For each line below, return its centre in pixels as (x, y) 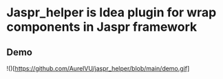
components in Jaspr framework (102, 27)
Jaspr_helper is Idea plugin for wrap (111, 13)
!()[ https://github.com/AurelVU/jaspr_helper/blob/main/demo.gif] (98, 68)
